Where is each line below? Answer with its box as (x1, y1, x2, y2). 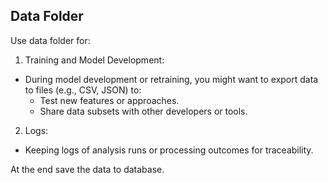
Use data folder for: (10, 34, 91, 46)
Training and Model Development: (24, 54, 165, 66)
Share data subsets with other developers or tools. (39, 105, 248, 117)
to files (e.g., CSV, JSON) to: (24, 84, 142, 96)
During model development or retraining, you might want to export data (24, 73, 319, 85)
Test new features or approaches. (39, 94, 180, 106)
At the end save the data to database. (10, 163, 165, 175)
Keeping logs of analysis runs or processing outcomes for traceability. (24, 144, 314, 156)
